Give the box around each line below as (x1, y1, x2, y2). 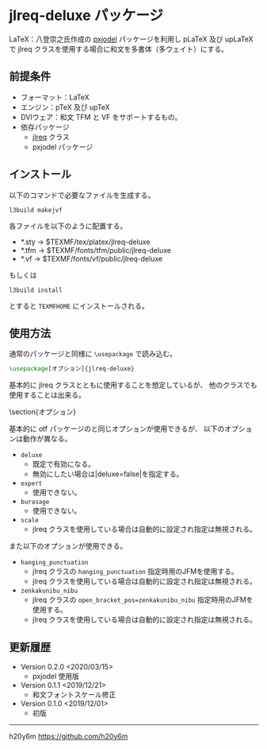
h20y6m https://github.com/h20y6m (9, 732, 128, 741)
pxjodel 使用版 (32, 672, 80, 681)
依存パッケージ (20, 122, 70, 131)
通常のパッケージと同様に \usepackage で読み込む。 (9, 349, 177, 359)
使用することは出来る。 (9, 390, 86, 400)
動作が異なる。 (22, 434, 72, 444)
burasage (20, 498, 50, 506)
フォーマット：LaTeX (20, 92, 90, 102)
